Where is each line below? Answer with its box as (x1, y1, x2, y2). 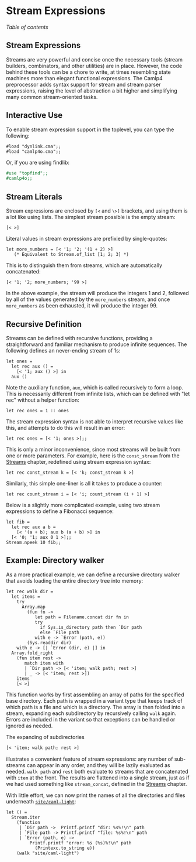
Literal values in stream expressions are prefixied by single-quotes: (6, 235, 167, 242)
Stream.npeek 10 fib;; (6, 539, 61, 545)
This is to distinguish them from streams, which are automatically (6, 262, 162, 269)
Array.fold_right (11, 650, 54, 656)
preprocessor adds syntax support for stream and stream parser (6, 81, 161, 88)
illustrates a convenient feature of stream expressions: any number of (6, 755, 173, 762)
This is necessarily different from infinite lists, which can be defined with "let (6, 390, 190, 397)
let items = (11, 593, 41, 600)
